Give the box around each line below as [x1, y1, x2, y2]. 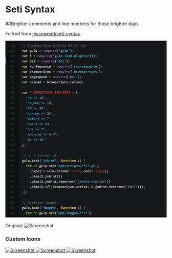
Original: [5, 223, 24, 229]
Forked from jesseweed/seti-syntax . [5, 30, 82, 36]
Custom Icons [5, 235, 41, 243]
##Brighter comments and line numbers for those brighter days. [5, 21, 140, 27]
